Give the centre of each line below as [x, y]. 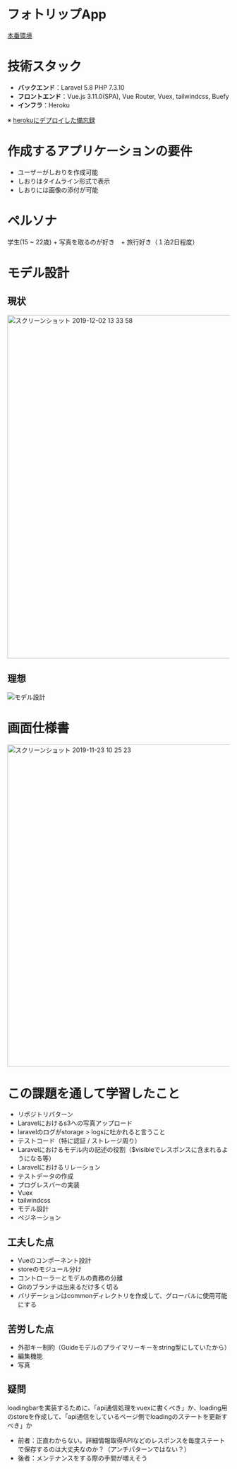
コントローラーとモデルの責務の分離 [70, 1278]
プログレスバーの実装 [48, 1185]
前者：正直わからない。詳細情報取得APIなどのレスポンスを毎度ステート [121, 1440]
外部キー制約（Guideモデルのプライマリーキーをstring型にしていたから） [124, 1348]
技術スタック [45, 67]
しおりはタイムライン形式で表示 [64, 181]
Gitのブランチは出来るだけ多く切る [68, 1287]
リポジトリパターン [45, 1114]
